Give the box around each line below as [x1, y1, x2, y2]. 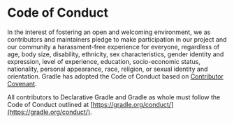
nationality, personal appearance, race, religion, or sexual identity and [7, 65, 208, 73]
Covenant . [7, 79, 37, 88]
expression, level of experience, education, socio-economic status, [7, 57, 201, 65]
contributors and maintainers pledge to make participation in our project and [7, 35, 227, 43]
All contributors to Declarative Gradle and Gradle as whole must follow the [7, 92, 221, 101]
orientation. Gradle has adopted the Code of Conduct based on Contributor [7, 72, 224, 81]
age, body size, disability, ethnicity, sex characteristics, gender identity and [7, 50, 224, 58]
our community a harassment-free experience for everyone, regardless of [7, 42, 220, 51]
